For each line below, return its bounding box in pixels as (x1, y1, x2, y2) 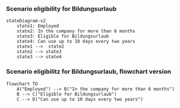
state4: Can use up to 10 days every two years (16, 39, 135, 45)
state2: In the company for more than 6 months (16, 28, 135, 34)
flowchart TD (6, 81, 38, 87)
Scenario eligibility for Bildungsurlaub (6, 5, 117, 13)
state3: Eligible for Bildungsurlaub (16, 33, 109, 39)
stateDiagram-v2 (6, 18, 46, 24)
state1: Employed (16, 23, 59, 29)
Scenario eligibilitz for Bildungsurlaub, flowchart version (6, 67, 172, 76)
